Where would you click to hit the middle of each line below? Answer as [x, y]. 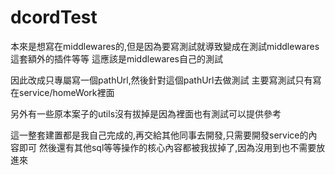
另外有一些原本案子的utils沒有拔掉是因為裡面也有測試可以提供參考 [146, 113]
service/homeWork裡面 [66, 92]
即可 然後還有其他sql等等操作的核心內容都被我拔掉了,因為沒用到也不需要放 [172, 147]
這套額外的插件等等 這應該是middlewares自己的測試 [116, 58]
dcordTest [54, 17]
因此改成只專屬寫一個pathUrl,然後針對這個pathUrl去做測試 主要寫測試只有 [161, 80]
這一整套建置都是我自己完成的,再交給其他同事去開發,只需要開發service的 [159, 135]
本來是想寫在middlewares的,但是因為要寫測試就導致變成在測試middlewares [165, 46]
